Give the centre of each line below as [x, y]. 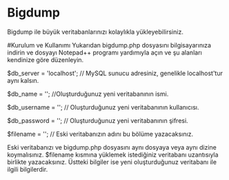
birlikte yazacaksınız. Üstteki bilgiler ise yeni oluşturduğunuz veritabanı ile [112, 162]
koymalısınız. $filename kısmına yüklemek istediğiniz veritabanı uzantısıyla [113, 154]
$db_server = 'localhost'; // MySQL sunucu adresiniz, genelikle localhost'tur [115, 73]
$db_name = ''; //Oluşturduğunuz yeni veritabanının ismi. [88, 94]
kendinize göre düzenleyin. [46, 59]
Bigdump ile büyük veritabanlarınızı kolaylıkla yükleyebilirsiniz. [96, 32]
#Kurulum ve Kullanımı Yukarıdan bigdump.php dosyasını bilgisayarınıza [109, 45]
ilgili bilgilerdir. [28, 169]
